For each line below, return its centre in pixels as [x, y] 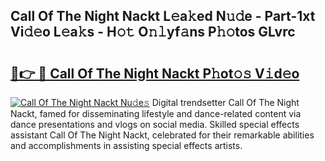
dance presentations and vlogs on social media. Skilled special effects [155, 124]
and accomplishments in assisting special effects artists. [126, 145]
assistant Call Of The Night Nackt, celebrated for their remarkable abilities [162, 135]
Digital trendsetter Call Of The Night [225, 102]
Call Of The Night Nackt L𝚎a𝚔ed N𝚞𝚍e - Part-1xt [163, 16]
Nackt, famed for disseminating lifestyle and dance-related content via [156, 113]
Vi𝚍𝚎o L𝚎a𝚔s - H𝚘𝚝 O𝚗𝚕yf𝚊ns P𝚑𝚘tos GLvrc [153, 32]
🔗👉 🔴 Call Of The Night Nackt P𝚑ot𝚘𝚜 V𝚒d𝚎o [155, 73]
